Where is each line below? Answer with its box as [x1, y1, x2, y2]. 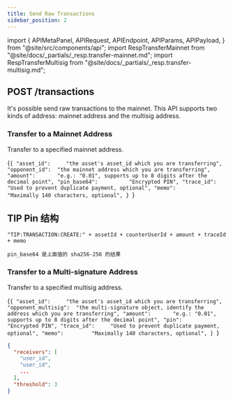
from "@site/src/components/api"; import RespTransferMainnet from [7, 43, 205, 52]
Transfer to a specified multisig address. [7, 283, 123, 291]
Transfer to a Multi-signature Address [7, 267, 138, 277]
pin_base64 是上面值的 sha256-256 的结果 [7, 251, 121, 258]
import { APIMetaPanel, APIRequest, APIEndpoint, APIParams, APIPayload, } [7, 36, 225, 44]
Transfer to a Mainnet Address [7, 129, 113, 139]
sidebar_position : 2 [7, 17, 68, 24]
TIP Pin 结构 [7, 212, 59, 224]
